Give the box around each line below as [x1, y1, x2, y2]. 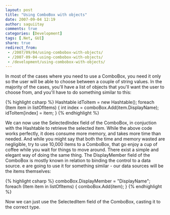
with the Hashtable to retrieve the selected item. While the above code [5, 125, 152, 131]
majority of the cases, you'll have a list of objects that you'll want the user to [5, 84, 165, 90]
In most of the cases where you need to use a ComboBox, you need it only [5, 73, 161, 79]
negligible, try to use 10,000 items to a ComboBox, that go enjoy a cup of [5, 141, 158, 148]
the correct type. [5, 204, 41, 210]
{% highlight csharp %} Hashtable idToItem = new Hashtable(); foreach [5, 99, 155, 105]
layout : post [5, 7, 33, 13]
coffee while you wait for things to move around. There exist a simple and [5, 147, 159, 153]
